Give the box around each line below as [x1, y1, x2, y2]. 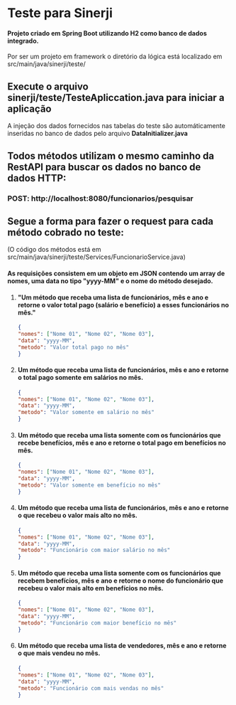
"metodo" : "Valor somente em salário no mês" [17, 409, 154, 416]
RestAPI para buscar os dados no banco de [7, 161, 201, 173]
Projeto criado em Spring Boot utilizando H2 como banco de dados [7, 28, 207, 37]
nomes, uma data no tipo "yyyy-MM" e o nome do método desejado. [7, 276, 213, 285]
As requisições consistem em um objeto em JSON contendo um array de [7, 269, 225, 277]
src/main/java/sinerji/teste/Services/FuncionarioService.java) [7, 253, 186, 261]
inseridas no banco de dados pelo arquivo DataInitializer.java [7, 129, 188, 138]
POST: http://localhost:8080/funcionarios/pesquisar [7, 194, 193, 203]
